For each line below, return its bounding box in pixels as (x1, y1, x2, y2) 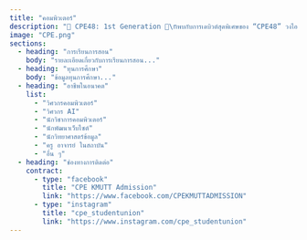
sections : (9, 38, 48, 48)
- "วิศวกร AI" (33, 107, 80, 116)
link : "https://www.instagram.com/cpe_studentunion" (42, 216, 248, 226)
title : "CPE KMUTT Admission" (42, 183, 157, 193)
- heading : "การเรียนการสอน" (17, 47, 113, 57)
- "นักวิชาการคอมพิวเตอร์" (33, 115, 107, 124)
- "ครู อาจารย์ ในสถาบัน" (33, 141, 109, 150)
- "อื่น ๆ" (33, 149, 66, 158)
